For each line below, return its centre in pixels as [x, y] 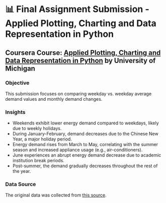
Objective [17, 83]
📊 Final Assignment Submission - [77, 9]
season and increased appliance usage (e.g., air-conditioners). [77, 150]
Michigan [20, 68]
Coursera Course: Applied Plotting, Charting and [83, 53]
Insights [15, 112]
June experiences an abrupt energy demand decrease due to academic [87, 155]
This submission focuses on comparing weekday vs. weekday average [78, 94]
